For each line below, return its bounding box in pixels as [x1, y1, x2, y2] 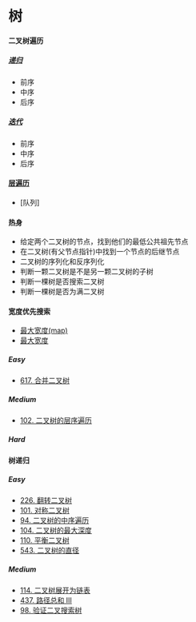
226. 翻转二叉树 [19, 496, 73, 505]
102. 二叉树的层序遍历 [19, 416, 92, 425]
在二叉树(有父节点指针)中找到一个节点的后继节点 [19, 247, 180, 257]
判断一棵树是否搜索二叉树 [19, 277, 105, 286]
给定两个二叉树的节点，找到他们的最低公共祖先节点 [19, 237, 189, 246]
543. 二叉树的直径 [19, 545, 80, 556]
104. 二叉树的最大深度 [19, 525, 92, 536]
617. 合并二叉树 [19, 376, 70, 385]
